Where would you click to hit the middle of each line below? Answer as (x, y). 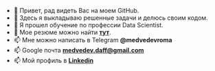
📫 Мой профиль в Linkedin (54, 60)
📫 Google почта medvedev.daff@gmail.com (79, 50)
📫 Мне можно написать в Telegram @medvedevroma (93, 40)
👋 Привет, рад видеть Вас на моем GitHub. (76, 11)
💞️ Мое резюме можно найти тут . (62, 32)
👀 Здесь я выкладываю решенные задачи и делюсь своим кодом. (111, 18)
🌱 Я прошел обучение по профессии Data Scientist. (88, 25)
